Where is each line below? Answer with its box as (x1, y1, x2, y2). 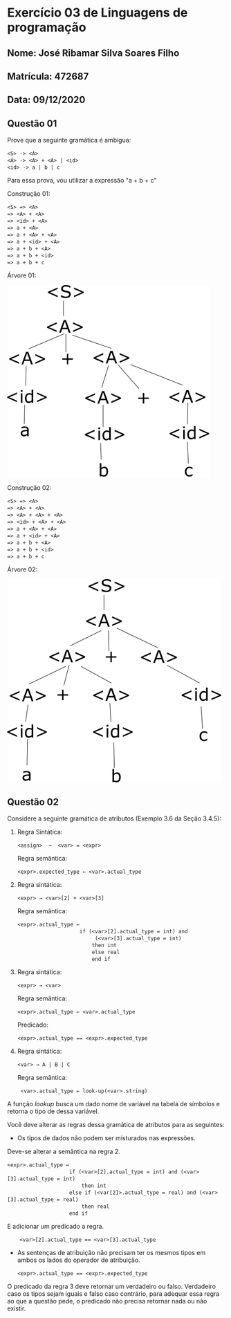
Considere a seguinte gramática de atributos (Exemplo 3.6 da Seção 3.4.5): (7, 814, 221, 823)
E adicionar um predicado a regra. (7, 1222, 104, 1230)
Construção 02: (7, 484, 52, 492)
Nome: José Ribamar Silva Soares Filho (7, 47, 180, 59)
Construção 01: (7, 190, 50, 198)
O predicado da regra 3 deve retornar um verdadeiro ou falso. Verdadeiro (7, 1282, 216, 1290)
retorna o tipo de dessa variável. (7, 1107, 100, 1115)
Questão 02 (7, 796, 59, 807)
